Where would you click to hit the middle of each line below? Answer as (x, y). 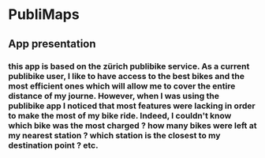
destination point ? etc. (53, 145)
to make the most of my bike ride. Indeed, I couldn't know (120, 115)
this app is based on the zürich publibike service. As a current (129, 66)
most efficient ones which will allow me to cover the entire (122, 86)
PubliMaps (44, 15)
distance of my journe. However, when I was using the (114, 96)
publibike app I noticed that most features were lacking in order (132, 106)
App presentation (52, 44)
